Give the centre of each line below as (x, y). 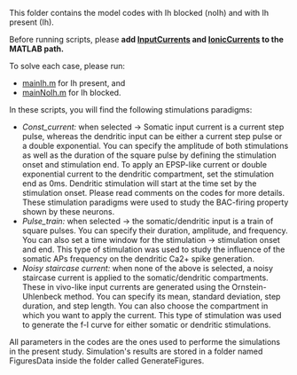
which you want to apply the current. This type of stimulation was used (152, 315)
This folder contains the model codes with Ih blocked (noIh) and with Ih (139, 13)
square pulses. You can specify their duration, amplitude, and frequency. (155, 230)
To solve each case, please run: (67, 66)
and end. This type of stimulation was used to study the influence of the (153, 249)
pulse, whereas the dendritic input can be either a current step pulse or (152, 136)
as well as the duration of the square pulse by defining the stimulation (149, 155)
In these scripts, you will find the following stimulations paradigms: (131, 109)
